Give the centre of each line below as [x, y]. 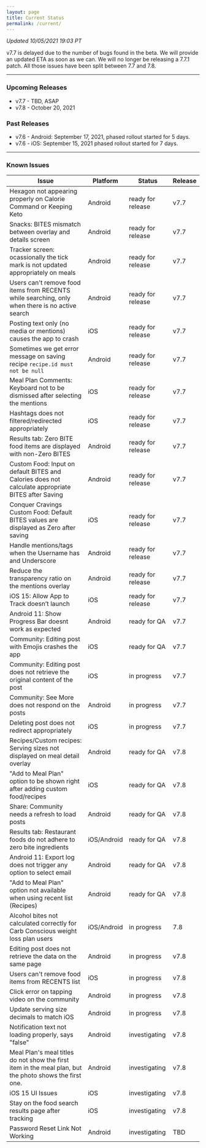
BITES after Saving [36, 495]
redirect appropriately [41, 731]
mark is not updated [38, 265]
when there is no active [43, 306]
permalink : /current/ [34, 23]
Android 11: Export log [42, 857]
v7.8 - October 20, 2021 [45, 108]
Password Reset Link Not [45, 1128]
